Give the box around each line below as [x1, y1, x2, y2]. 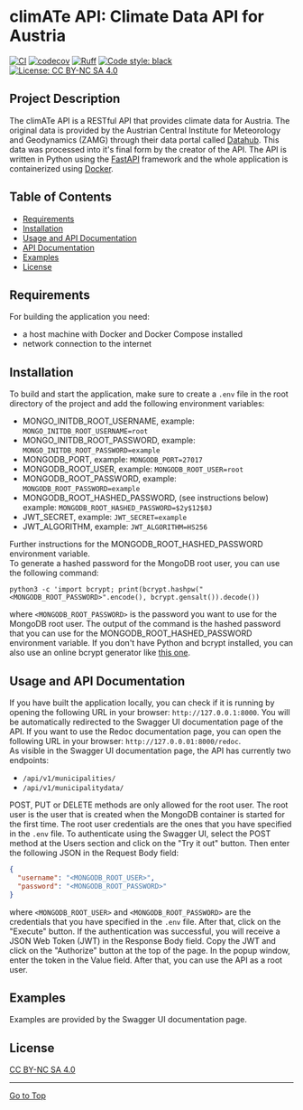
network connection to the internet [22, 339, 151, 350]
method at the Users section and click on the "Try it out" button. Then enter [9, 838, 290, 848]
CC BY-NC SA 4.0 [9, 1064, 76, 1076]
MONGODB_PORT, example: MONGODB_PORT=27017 [22, 454, 203, 465]
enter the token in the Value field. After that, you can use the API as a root [9, 955, 282, 965]
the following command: [9, 567, 99, 579]
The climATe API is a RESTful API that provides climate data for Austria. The [9, 115, 290, 126]
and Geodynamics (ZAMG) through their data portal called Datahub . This [9, 134, 280, 145]
